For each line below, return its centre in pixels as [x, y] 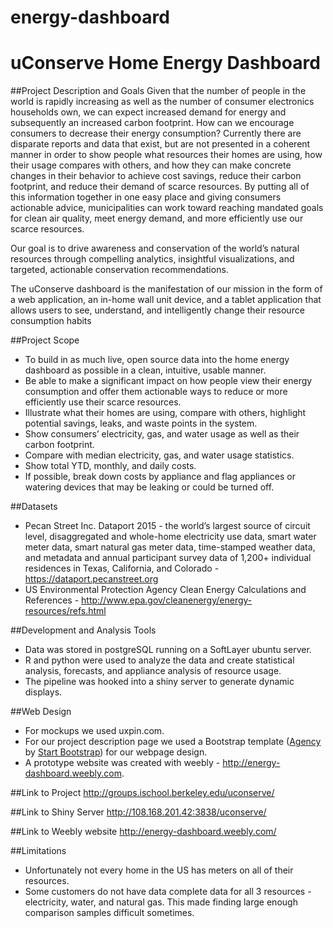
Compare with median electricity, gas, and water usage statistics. [159, 455]
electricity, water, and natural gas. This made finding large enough [161, 902]
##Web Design [41, 712]
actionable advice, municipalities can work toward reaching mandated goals [167, 208]
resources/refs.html [65, 611]
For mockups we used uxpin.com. [94, 731]
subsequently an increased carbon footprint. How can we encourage [152, 123]
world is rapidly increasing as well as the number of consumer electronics [162, 102]
